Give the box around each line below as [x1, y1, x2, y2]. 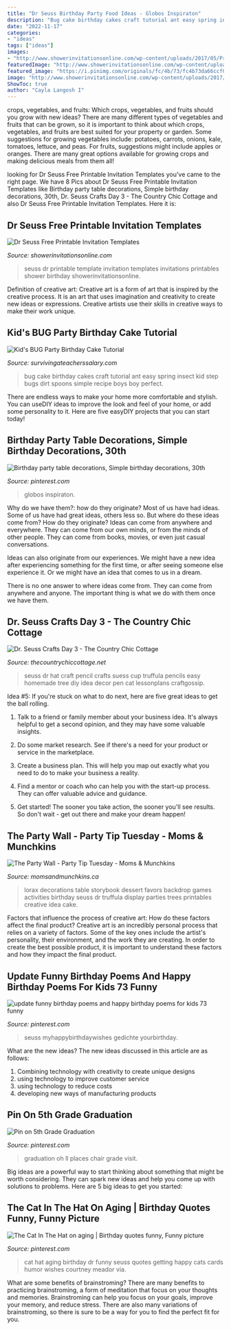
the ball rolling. [7, 699, 49, 708]
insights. [16, 728, 41, 736]
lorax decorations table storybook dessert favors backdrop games [23, 886, 212, 894]
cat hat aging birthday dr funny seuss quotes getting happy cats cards [23, 1258, 223, 1266]
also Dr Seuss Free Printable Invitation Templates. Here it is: [7, 200, 177, 208]
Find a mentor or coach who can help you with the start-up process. [16, 782, 211, 790]
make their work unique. [7, 307, 76, 315]
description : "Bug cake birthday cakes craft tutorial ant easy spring [7, 17, 217, 23]
